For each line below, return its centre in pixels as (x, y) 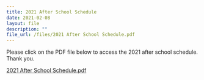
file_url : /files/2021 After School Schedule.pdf (71, 35)
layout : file (23, 23)
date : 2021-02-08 (28, 18)
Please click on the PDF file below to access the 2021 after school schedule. (102, 52)
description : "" (27, 29)
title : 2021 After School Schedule (52, 12)
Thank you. (20, 59)
